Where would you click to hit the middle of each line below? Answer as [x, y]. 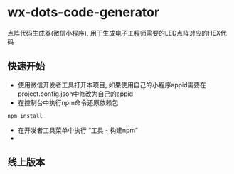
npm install [25, 116]
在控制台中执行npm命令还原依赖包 [68, 102]
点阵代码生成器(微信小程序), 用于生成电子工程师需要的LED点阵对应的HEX [114, 33]
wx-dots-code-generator [84, 12]
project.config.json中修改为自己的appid [75, 94]
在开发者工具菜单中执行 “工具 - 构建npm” [78, 130]
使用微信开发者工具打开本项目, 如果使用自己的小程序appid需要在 [112, 85]
